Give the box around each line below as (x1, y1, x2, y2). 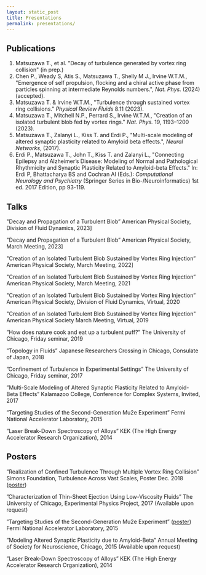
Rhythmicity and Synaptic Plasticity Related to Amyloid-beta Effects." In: (15, 164, 198, 172)
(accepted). (15, 92, 45, 100)
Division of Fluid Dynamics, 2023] (6, 224, 92, 231)
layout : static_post (6, 9, 60, 15)
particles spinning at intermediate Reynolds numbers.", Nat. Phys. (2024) (15, 85, 200, 93)
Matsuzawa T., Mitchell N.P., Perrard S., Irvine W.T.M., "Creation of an (15, 112, 192, 119)
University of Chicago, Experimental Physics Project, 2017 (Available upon (6, 499, 194, 507)
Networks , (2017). (15, 145, 61, 152)
